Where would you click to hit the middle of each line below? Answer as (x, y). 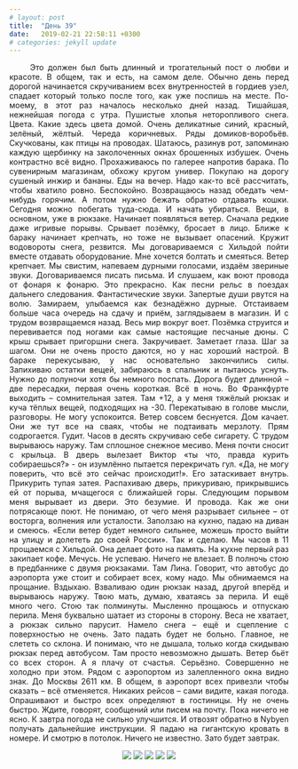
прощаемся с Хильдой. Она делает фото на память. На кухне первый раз (149, 549)
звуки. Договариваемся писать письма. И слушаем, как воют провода (149, 276)
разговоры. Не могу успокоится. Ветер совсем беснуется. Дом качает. (149, 417)
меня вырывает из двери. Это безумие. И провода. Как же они (149, 502)
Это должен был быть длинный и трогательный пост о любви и (159, 68)
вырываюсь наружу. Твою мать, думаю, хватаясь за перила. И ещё (149, 597)
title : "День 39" (43, 26)
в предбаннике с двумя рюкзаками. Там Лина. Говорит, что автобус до (149, 568)
